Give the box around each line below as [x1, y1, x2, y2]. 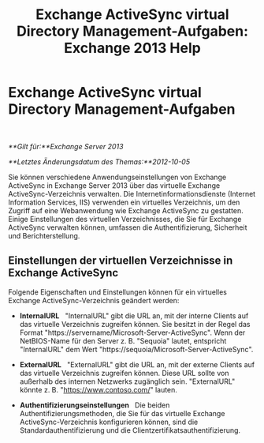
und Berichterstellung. [8, 231, 80, 240]
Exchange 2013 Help [64, 39, 201, 57]
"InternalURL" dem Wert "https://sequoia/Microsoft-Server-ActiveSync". [19, 344, 254, 354]
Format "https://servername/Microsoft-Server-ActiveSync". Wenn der [19, 328, 246, 337]
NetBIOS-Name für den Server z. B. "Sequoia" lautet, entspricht [19, 336, 227, 345]
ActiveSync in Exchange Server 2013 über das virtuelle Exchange [8, 180, 221, 190]
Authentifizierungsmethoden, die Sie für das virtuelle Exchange [19, 408, 225, 418]
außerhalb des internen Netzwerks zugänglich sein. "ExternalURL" [19, 377, 236, 386]
